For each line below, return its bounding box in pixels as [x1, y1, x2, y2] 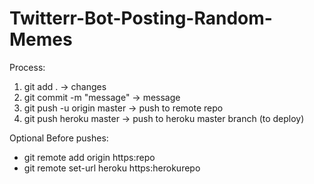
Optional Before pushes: [9, 132, 109, 144]
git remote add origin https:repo [23, 151, 156, 163]
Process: [9, 61, 46, 73]
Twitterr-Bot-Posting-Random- [9, 7, 273, 30]
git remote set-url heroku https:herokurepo [23, 162, 201, 174]
